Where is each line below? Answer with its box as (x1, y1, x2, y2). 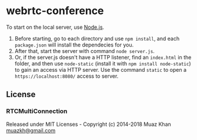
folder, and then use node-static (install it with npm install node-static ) (14, 60, 191, 67)
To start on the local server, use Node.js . (6, 24, 105, 31)
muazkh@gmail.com (6, 126, 56, 134)
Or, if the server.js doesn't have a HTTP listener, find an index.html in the (14, 54, 192, 61)
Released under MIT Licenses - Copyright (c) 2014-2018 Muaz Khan (6, 121, 172, 128)
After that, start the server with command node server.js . (14, 47, 155, 54)
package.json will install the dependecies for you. (14, 41, 134, 48)
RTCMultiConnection (6, 107, 68, 115)
